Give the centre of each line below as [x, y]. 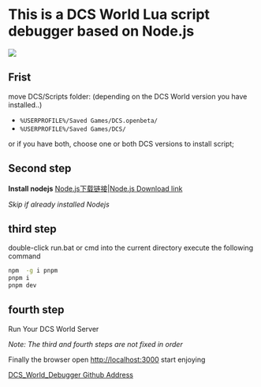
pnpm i [19, 278]
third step [32, 229]
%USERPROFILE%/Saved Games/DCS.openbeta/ [88, 121]
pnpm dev [22, 285]
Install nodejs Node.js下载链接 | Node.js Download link [95, 188]
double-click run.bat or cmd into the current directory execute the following [131, 248]
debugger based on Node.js [101, 31]
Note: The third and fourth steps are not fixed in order [95, 344]
